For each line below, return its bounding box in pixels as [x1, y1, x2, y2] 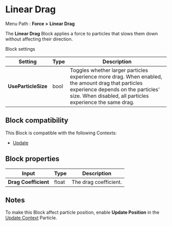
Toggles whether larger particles [70, 67, 148, 74]
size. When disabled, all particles [70, 92, 149, 99]
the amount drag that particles [70, 79, 143, 87]
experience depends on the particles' [70, 86, 160, 93]
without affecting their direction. [5, 36, 73, 42]
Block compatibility [5, 116, 69, 125]
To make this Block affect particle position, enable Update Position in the [5, 209, 160, 216]
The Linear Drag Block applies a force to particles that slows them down [5, 30, 158, 36]
